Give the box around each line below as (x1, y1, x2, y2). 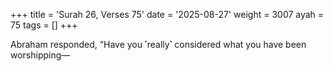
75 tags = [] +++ (10, 19, 78, 31)
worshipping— (10, 49, 71, 61)
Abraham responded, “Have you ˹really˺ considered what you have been (10, 39, 307, 50)
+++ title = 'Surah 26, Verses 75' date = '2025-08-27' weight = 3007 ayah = (10, 9, 325, 20)
